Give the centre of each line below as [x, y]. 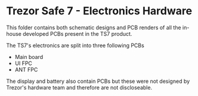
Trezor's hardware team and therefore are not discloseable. [79, 87]
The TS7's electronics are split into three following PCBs [75, 45]
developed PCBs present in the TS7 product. [78, 33]
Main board [29, 57]
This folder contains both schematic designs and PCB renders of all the [94, 27]
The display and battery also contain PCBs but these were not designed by [98, 81]
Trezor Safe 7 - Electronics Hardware [99, 11]
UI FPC [24, 63]
